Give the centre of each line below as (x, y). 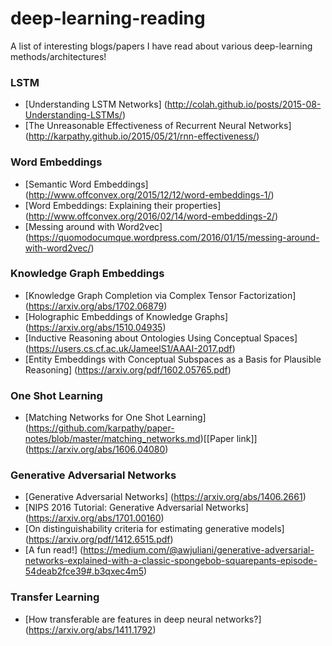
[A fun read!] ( (54, 550)
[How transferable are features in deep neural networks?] (143, 619)
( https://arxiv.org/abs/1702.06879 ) (96, 306)
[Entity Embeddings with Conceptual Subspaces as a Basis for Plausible (173, 359)
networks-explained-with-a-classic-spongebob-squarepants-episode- (171, 561)
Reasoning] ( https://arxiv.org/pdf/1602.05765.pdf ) (128, 369)
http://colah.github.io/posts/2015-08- (244, 104)
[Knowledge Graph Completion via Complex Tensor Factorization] (160, 295)
